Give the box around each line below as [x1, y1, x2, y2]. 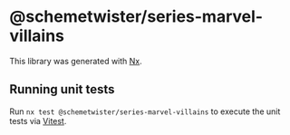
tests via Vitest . [9, 115, 67, 126]
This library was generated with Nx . [9, 55, 142, 66]
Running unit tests [9, 82, 115, 97]
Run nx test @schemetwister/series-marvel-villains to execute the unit [9, 106, 281, 117]
